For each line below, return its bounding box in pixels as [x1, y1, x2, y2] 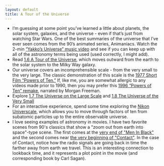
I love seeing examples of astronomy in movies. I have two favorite [12, 119, 147, 125]
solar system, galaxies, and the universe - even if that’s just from [12, 30, 143, 36]
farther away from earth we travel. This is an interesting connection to [12, 145, 154, 151]
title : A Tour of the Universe [5, 12, 69, 17]
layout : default [5, 7, 38, 12]
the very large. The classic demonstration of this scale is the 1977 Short [12, 72, 157, 78]
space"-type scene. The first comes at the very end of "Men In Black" [12, 129, 154, 135]
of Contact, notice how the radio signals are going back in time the [12, 140, 147, 145]
